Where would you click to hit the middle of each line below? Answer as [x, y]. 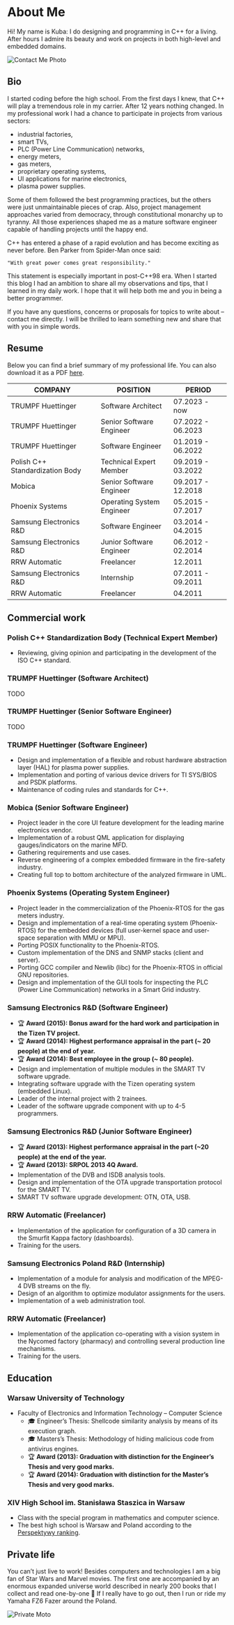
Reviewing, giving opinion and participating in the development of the [117, 653]
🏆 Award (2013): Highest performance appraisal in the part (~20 [113, 1147]
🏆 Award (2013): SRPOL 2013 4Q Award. [78, 1165]
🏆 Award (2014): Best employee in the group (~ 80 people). [106, 1059]
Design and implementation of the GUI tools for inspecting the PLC [113, 982]
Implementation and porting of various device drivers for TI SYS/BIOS [117, 775]
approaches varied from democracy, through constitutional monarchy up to [115, 214]
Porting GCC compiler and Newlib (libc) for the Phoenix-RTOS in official [120, 967]
